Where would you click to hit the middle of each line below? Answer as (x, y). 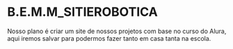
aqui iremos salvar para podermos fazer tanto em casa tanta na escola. (109, 38)
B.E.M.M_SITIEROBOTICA (82, 12)
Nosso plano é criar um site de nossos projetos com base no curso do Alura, (117, 31)
